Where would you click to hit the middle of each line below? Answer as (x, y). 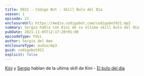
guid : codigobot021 (25, 50)
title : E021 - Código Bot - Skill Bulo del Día (54, 9)
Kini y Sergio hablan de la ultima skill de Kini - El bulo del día (65, 68)
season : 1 (15, 14)
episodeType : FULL (23, 37)
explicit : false (21, 54)
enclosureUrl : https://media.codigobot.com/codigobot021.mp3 (68, 23)
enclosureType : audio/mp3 (31, 46)
